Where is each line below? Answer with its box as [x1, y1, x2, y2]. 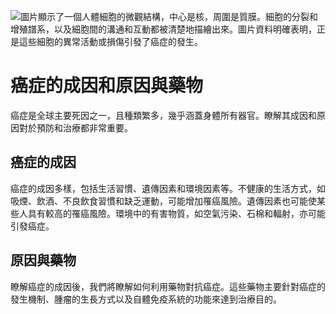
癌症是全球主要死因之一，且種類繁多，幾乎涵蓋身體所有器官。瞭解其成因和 [10, 109, 317, 121]
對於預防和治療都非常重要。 [18, 121, 133, 134]
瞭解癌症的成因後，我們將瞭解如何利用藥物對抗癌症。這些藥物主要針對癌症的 [10, 280, 326, 292]
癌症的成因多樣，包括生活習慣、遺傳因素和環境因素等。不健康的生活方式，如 [10, 182, 326, 194]
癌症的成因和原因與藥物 [10, 75, 204, 97]
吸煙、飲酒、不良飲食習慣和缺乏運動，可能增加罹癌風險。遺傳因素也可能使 [10, 195, 317, 207]
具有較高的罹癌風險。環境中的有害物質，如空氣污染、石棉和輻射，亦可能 [27, 207, 326, 219]
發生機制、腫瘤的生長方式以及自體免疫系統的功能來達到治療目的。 [10, 293, 282, 305]
